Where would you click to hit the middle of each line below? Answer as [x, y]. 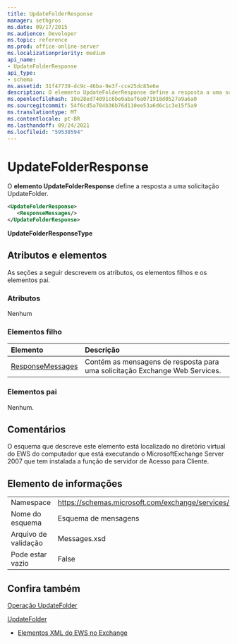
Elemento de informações [65, 484]
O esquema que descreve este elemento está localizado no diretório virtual [116, 446]
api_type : [22, 73]
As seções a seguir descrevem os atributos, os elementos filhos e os [107, 272]
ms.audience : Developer [42, 34]
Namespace [31, 503]
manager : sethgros [34, 20]
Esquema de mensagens [98, 518]
